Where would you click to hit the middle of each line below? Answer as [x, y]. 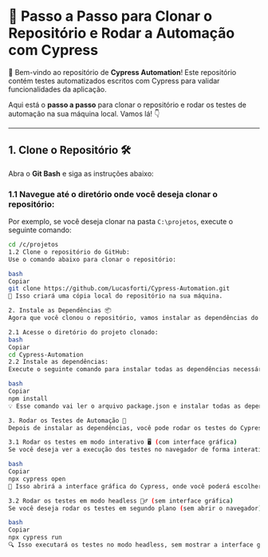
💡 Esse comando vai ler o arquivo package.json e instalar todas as [125, 406]
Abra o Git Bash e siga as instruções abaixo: [81, 173]
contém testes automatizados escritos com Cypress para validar [114, 81]
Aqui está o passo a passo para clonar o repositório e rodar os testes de [128, 105]
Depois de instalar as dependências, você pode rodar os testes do [123, 428]
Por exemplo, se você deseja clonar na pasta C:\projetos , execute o [121, 222]
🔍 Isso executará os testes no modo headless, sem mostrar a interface [131, 545]
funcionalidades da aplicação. [57, 89]
